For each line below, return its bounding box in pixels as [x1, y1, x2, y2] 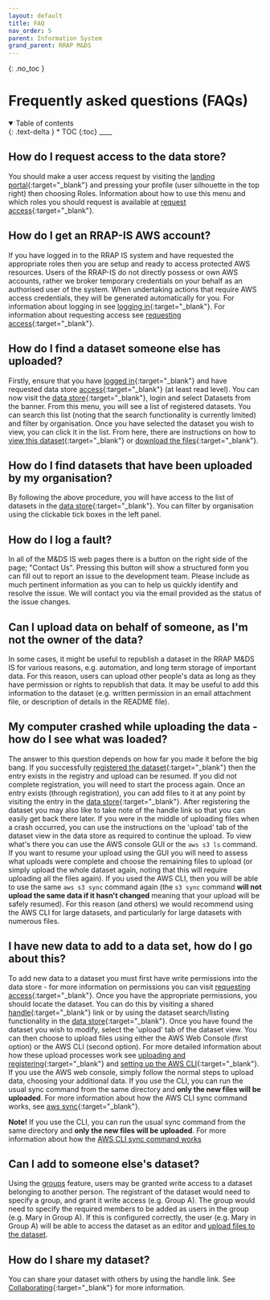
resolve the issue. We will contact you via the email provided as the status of [8, 588, 262, 599]
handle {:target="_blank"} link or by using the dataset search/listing [8, 1008, 230, 1017]
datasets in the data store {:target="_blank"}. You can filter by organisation [8, 501, 254, 511]
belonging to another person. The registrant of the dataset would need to [8, 1187, 251, 1197]
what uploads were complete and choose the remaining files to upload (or [8, 856, 253, 866]
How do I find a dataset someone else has [8, 342, 221, 356]
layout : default [8, 11, 63, 20]
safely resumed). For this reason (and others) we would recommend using [8, 899, 254, 909]
